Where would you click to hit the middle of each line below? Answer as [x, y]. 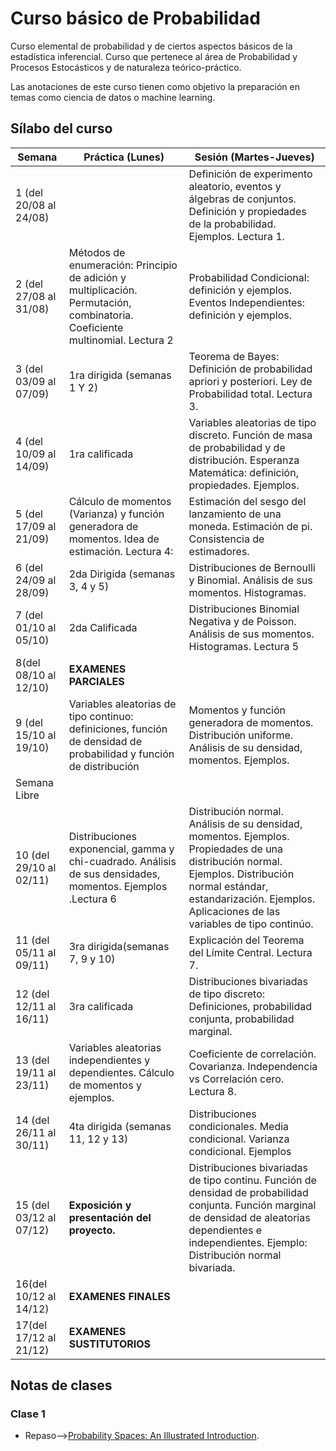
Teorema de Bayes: [234, 356]
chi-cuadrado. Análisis [122, 861]
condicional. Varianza [239, 1139]
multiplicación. [103, 290]
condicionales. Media [239, 1126]
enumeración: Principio [123, 265]
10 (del [32, 855]
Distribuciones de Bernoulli [252, 567]
